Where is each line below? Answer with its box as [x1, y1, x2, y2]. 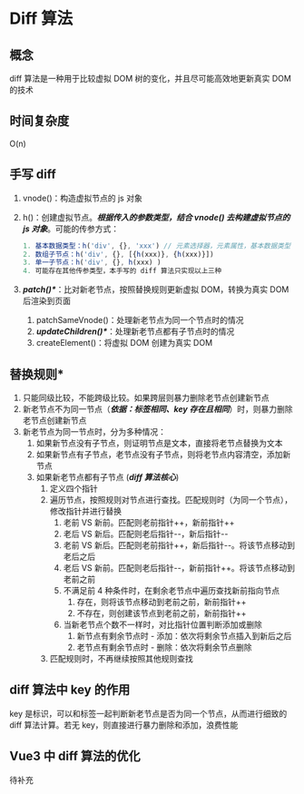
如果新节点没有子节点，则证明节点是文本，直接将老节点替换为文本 [35, 437, 283, 448]
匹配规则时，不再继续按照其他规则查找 [49, 652, 193, 663]
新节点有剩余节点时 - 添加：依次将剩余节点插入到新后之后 [76, 630, 292, 641]
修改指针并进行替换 [49, 505, 123, 516]
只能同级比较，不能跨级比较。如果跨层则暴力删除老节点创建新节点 [22, 392, 270, 403]
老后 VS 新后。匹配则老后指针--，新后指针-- [63, 528, 229, 539]
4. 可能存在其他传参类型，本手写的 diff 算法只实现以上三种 [22, 267, 222, 276]
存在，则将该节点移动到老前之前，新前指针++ [76, 596, 247, 607]
